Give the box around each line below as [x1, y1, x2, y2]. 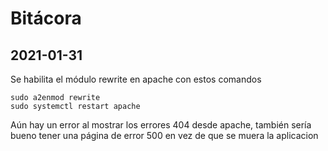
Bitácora [10, 7, 82, 30]
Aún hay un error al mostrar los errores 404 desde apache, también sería [10, 119, 312, 131]
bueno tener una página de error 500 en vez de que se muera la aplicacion [10, 130, 319, 141]
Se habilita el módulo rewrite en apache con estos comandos [10, 73, 262, 85]
